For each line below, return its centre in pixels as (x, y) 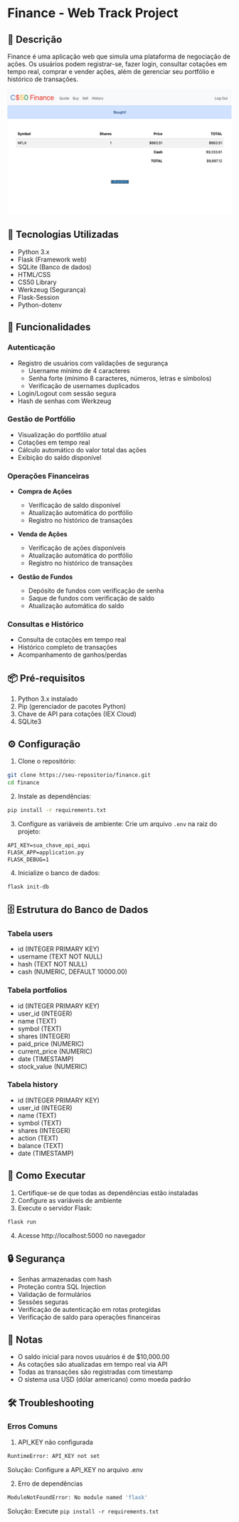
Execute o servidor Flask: (55, 1208)
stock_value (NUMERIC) (52, 1066)
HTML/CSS (34, 274)
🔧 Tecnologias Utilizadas (63, 235)
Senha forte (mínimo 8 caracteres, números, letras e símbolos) (120, 378)
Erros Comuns (33, 1427)
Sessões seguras (43, 1302)
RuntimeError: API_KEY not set (54, 1456)
